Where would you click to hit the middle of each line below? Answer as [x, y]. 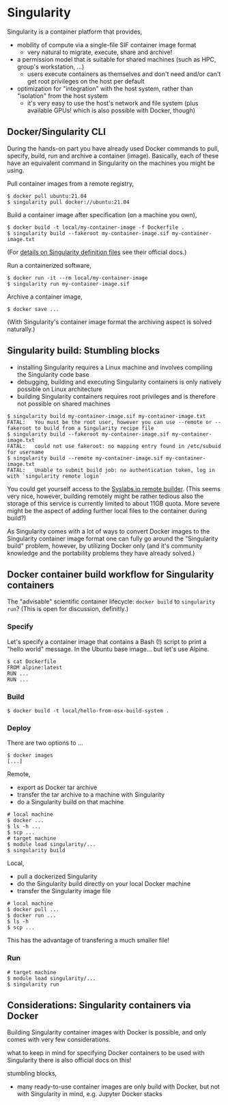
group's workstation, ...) [51, 66]
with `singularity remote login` [55, 476]
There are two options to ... [45, 743]
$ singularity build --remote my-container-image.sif [85, 458]
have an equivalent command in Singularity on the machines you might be [111, 163]
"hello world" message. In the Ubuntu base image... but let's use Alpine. [108, 649]
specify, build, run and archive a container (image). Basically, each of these [113, 156]
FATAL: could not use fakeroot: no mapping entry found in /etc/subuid [114, 446]
